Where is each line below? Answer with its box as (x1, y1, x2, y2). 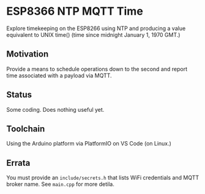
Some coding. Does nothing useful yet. (6, 106, 105, 113)
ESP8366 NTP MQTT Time (6, 4, 144, 18)
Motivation (6, 49, 49, 60)
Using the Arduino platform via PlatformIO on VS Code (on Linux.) (6, 140, 171, 147)
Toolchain (6, 123, 45, 134)
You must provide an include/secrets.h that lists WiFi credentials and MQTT (6, 174, 199, 182)
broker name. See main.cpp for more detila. (6, 180, 114, 188)
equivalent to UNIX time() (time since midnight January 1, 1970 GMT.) (6, 31, 181, 38)
